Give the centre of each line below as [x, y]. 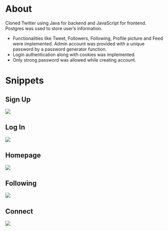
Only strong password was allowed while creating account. [74, 60]
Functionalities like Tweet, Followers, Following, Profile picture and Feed [88, 38]
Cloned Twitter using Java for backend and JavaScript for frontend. [76, 23]
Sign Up [18, 99]
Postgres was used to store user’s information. [54, 28]
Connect [19, 211]
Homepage [23, 155]
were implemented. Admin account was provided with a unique [78, 43]
